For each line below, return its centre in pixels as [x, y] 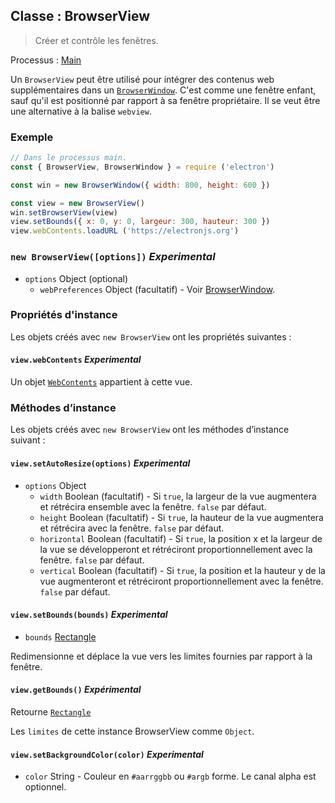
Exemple [32, 137]
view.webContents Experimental [76, 360]
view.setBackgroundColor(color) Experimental [107, 754]
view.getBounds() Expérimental [76, 690]
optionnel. [45, 787]
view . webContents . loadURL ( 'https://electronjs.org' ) [125, 231]
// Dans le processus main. [69, 158]
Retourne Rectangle [51, 711]
